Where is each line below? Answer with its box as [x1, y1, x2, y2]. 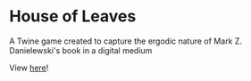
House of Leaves [9, 6, 137, 27]
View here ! [9, 62, 49, 73]
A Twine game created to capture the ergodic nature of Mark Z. [9, 36, 243, 46]
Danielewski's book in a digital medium [9, 45, 153, 55]
